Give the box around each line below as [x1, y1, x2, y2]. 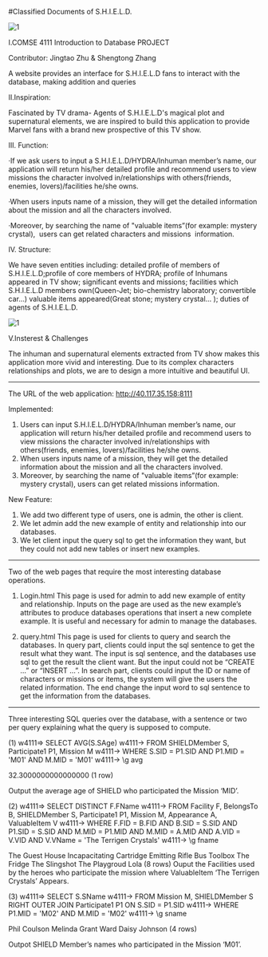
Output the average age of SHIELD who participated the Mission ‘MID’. [8, 786, 239, 795]
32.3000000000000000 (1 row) [8, 770, 114, 780]
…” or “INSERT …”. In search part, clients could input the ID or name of [19, 666, 251, 675]
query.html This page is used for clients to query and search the [19, 632, 231, 641]
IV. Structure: [8, 245, 52, 254]
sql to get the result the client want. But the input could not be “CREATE [19, 658, 255, 666]
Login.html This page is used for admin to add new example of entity [19, 591, 246, 600]
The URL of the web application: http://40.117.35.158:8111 [8, 389, 193, 398]
